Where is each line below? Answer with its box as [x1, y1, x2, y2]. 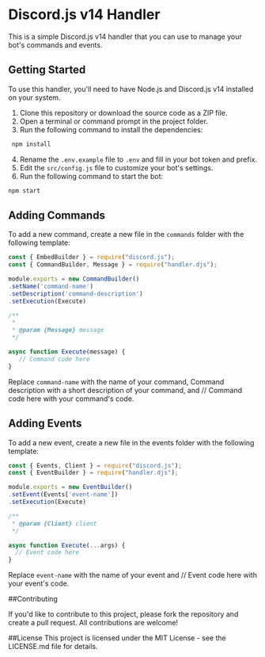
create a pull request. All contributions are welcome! [8, 618, 179, 628]
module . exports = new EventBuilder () [8, 483, 133, 491]
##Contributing [8, 594, 58, 604]
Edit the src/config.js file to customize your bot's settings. [19, 162, 214, 172]
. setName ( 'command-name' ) [8, 282, 93, 290]
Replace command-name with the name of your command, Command [8, 376, 225, 386]
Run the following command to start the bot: [19, 171, 164, 181]
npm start [8, 186, 41, 195]
